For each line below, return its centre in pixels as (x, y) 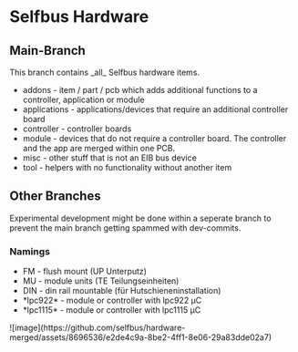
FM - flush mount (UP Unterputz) (85, 272)
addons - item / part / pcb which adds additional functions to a (140, 90)
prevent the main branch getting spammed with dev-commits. (125, 228)
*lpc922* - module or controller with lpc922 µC (112, 300)
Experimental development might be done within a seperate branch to (140, 218)
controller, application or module (83, 99)
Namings (30, 251)
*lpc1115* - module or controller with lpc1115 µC (112, 310)
